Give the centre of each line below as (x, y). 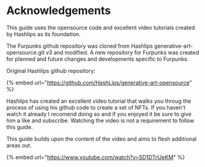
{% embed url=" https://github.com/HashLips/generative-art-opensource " (99, 83)
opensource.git (25, 52)
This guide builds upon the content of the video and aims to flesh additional (102, 139)
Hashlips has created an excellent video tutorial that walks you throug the (99, 101)
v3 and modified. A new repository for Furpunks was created (122, 52)
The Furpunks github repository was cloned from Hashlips (80, 46)
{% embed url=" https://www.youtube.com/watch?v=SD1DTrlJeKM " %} (96, 157)
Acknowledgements (59, 11)
